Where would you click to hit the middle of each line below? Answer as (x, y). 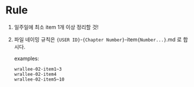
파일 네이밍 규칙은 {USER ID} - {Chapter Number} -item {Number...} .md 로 (98, 39)
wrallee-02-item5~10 (39, 79)
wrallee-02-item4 (35, 74)
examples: (26, 58)
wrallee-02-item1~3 (38, 69)
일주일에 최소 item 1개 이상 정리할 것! (56, 27)
